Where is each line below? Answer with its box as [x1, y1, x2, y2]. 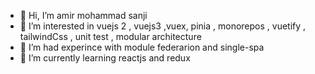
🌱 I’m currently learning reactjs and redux [19, 52, 191, 64]
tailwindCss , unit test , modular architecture [19, 31, 202, 42]
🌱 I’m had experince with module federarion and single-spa [19, 41, 265, 53]
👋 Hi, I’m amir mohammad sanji [19, 10, 148, 21]
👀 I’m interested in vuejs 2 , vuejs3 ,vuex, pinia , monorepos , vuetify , [19, 20, 307, 32]
